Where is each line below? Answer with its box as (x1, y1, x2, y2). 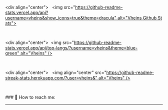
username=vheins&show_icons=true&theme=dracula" (5, 15, 116, 20)
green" (5, 50, 19, 56)
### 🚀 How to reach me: (5, 94, 56, 100)
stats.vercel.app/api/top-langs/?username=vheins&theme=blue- (5, 45, 138, 50)
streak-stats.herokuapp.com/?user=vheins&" (5, 75, 97, 80)
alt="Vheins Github (117, 15, 157, 20)
